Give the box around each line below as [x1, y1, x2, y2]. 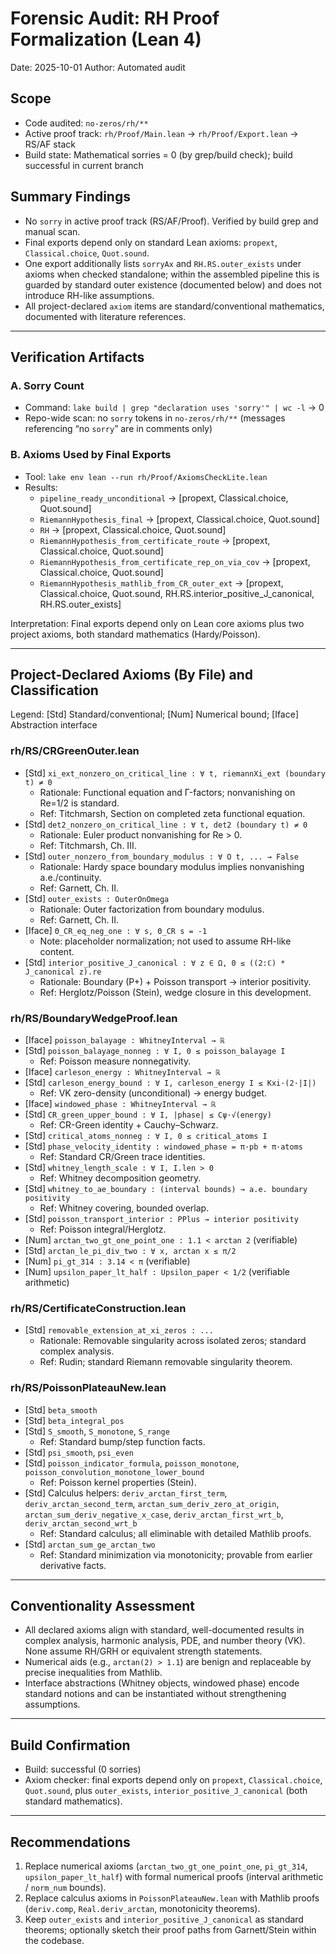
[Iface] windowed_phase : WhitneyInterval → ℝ [24, 1097, 217, 1109]
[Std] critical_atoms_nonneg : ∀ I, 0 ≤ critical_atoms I [24, 1129, 268, 1141]
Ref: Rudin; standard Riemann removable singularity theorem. [39, 1356, 293, 1368]
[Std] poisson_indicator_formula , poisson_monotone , [24, 1457, 240, 1469]
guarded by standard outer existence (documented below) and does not [24, 278, 322, 291]
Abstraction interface [10, 719, 98, 731]
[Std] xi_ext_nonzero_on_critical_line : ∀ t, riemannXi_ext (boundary [24, 767, 326, 779]
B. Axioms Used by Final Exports [10, 448, 172, 462]
